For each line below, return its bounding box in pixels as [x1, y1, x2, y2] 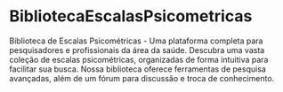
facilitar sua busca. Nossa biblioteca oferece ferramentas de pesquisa [9, 64, 267, 74]
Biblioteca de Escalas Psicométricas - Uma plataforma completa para [9, 35, 263, 46]
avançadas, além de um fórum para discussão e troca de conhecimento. [9, 73, 275, 83]
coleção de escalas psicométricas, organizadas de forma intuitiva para [9, 54, 269, 65]
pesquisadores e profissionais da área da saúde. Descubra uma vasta [9, 44, 265, 55]
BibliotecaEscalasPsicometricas [9, 6, 253, 27]
